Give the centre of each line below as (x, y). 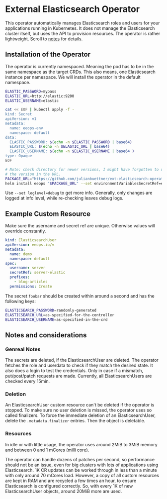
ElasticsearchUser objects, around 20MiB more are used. (64, 491)
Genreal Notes (23, 349)
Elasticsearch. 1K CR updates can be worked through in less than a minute (81, 470)
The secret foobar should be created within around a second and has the (80, 296)
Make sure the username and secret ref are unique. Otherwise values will (80, 226)
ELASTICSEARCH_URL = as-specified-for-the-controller (60, 315)
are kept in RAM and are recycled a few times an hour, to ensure (71, 481)
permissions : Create (31, 286)
